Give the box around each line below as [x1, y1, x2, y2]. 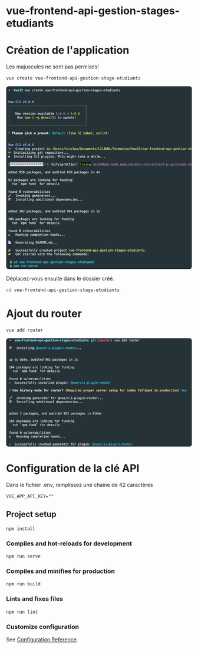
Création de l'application [6, 44, 130, 57]
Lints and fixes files [6, 595, 64, 603]
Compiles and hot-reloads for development [6, 539, 133, 548]
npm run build [6, 581, 41, 587]
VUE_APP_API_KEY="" [6, 493, 54, 499]
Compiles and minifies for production [6, 567, 115, 575]
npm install [6, 526, 35, 532]
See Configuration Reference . [6, 636, 78, 643]
